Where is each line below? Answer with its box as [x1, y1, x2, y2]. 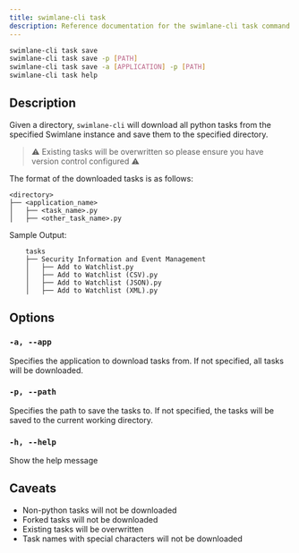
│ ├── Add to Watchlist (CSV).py [25, 270, 158, 279]
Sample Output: [9, 229, 67, 240]
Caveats [9, 481, 56, 497]
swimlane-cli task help [9, 71, 98, 81]
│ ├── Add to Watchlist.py [25, 262, 134, 271]
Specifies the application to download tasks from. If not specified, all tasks [9, 355, 285, 366]
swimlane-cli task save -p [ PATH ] [9, 55, 139, 64]
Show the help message [9, 455, 98, 466]
